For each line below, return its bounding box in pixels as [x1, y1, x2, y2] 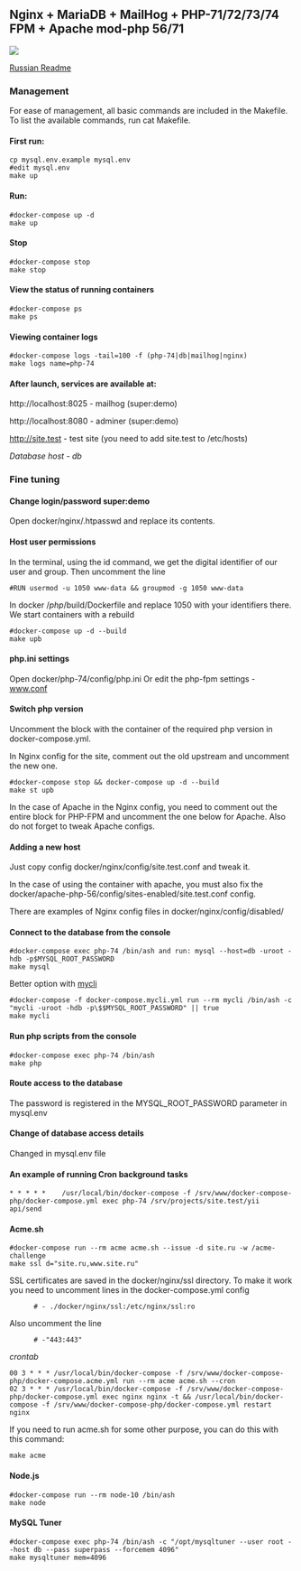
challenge [9, 1251, 47, 1260]
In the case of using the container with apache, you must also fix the [9, 879, 264, 890]
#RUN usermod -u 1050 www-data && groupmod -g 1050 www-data [9, 583, 244, 592]
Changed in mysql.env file [9, 1148, 106, 1159]
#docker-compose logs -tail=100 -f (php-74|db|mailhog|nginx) [9, 351, 248, 360]
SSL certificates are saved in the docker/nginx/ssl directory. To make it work [9, 1275, 293, 1286]
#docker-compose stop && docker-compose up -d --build [9, 778, 220, 787]
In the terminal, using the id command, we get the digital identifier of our [9, 556, 278, 567]
